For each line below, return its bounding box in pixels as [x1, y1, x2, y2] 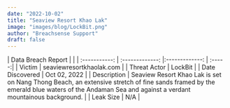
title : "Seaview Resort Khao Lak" [7, 17, 108, 24]
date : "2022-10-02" [7, 10, 64, 18]
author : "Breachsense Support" [7, 29, 99, 37]
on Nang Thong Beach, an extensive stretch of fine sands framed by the [7, 78, 215, 86]
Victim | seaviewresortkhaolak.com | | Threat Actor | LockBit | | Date [19, 63, 215, 72]
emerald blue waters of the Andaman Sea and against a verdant [7, 86, 191, 94]
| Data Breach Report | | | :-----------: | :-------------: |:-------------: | [7, 55, 208, 64]
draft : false [7, 36, 45, 43]
